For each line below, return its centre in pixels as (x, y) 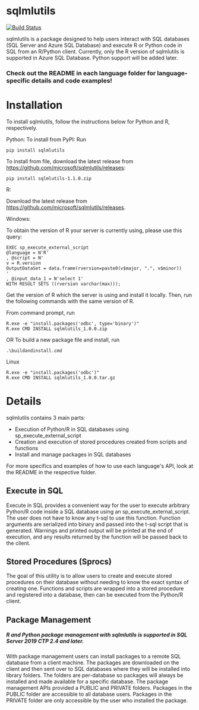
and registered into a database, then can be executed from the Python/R (94, 595)
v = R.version (24, 263)
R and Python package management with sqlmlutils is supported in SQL (97, 635)
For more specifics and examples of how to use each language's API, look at (100, 466)
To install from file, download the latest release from (70, 161)
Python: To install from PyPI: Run (46, 139)
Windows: (18, 218)
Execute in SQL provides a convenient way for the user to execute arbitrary (98, 505)
